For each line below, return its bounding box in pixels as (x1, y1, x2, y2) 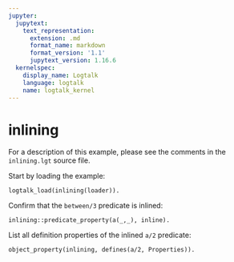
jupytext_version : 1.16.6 (29, 57, 116, 65)
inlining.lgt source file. (8, 155, 91, 165)
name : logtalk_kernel (22, 86, 95, 95)
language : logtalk (22, 79, 84, 87)
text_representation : (22, 26, 95, 34)
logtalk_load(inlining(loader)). (8, 187, 120, 195)
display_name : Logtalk (22, 71, 99, 79)
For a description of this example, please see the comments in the (8, 147, 226, 157)
